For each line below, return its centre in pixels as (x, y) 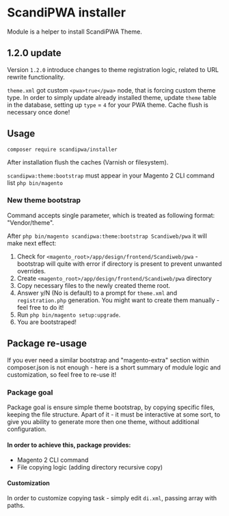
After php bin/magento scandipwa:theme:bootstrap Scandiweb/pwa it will (107, 236)
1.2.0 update (34, 53)
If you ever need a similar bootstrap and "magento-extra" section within (108, 360)
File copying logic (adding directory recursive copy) (90, 467)
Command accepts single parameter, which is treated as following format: (111, 215)
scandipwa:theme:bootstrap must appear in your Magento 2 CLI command (111, 175)
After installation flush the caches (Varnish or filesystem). (88, 162)
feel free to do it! (40, 307)
